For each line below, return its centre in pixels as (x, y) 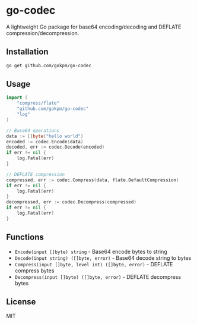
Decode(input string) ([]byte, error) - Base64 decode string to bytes (103, 258)
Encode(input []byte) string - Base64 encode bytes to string (91, 251)
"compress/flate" (38, 103)
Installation (27, 52)
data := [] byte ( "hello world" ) (45, 136)
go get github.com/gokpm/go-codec (49, 65)
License (21, 302)
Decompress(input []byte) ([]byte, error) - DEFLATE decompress (98, 276)
